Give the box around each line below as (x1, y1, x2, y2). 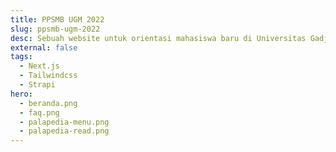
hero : (10, 89, 33, 99)
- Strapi (19, 80, 56, 90)
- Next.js (19, 61, 60, 71)
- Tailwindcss (19, 71, 78, 81)
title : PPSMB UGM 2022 (10, 14, 105, 25)
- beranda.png (19, 98, 78, 108)
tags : (10, 52, 33, 62)
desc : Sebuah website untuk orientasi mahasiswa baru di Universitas (10, 33, 307, 43)
